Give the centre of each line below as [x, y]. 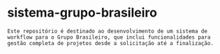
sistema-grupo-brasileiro [82, 13]
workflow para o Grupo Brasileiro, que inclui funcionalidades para [109, 37]
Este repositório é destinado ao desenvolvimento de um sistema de [108, 31]
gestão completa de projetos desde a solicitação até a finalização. [111, 43]
